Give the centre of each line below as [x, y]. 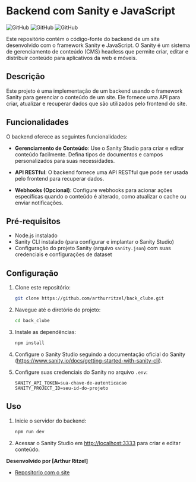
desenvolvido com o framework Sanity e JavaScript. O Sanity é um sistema [98, 45]
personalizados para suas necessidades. [65, 160]
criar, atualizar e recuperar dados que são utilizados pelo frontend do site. [97, 103]
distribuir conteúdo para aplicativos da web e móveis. [72, 58]
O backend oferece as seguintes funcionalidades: [67, 136]
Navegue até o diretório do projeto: [58, 310]
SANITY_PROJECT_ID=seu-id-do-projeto [61, 388]
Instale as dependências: [45, 332]
